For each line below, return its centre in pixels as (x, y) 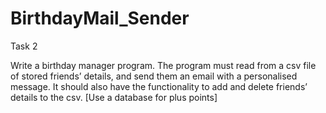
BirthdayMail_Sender (100, 18)
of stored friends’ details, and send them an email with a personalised (154, 76)
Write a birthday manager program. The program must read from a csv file (163, 65)
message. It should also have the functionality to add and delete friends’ (159, 86)
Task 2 (24, 46)
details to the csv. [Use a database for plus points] (114, 97)
